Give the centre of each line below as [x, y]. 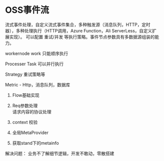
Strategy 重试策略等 [25, 74]
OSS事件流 [27, 10]
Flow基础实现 [26, 95]
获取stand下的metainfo [35, 143]
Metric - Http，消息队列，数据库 [38, 84]
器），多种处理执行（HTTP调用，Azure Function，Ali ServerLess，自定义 [79, 30]
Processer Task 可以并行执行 [34, 64]
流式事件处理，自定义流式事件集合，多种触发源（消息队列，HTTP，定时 [78, 25]
